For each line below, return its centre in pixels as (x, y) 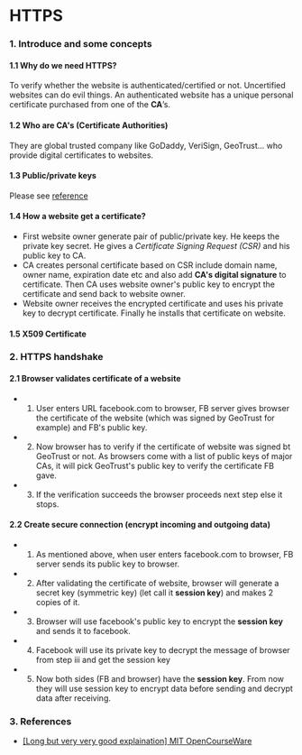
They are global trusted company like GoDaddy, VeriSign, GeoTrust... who (146, 145)
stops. (47, 504)
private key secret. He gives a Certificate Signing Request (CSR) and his (156, 245)
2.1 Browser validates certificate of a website (95, 379)
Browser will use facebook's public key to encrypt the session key (160, 621)
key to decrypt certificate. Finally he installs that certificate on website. (154, 313)
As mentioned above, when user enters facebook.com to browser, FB (165, 554)
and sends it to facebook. (83, 631)
